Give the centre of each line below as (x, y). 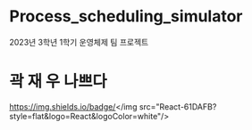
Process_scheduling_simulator (126, 16)
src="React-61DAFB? (178, 106)
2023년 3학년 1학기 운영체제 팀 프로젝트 (79, 42)
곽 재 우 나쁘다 (58, 81)
